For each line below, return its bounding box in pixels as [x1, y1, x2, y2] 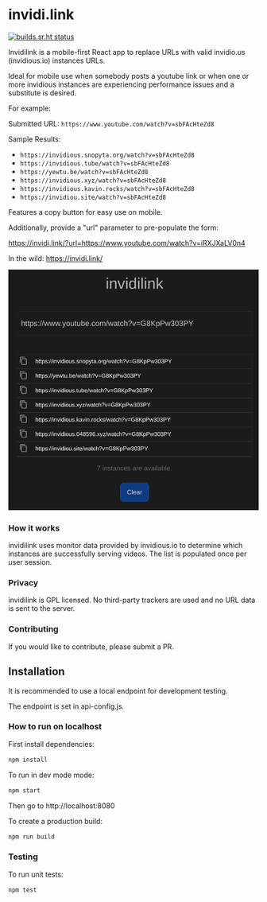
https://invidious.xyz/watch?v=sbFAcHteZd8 [19, 177, 167, 185]
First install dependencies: [8, 739, 95, 748]
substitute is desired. [8, 87, 77, 97]
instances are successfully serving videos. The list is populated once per [8, 549, 247, 558]
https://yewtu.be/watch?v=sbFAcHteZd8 [19, 168, 149, 176]
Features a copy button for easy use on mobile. [8, 207, 163, 216]
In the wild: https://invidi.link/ [8, 253, 103, 263]
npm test [8, 885, 37, 894]
